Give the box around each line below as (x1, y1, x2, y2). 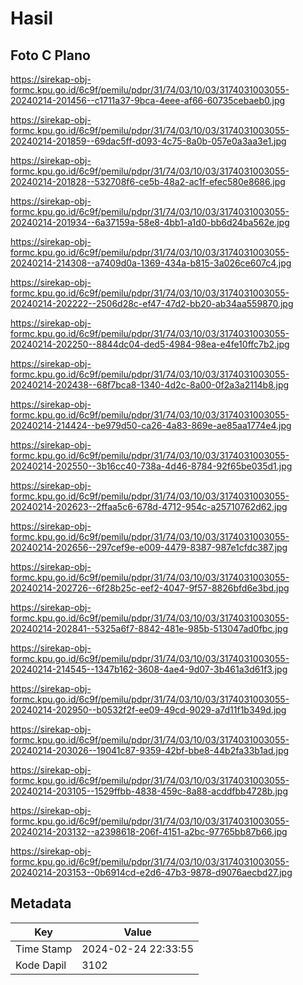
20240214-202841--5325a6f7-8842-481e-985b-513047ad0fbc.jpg (10, 623, 289, 634)
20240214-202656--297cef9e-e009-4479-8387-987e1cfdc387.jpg (10, 542, 288, 553)
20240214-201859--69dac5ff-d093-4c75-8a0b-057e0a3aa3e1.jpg (10, 135, 287, 147)
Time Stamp (15, 942, 73, 956)
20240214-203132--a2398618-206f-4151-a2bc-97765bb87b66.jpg (10, 826, 288, 837)
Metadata (10, 895, 72, 912)
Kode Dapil (15, 958, 67, 972)
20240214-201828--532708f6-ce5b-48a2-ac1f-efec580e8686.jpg (10, 176, 286, 187)
